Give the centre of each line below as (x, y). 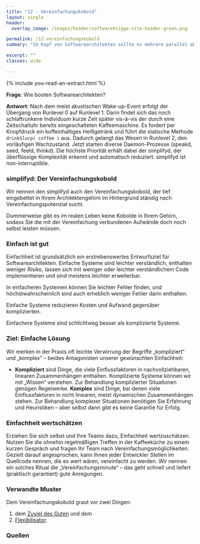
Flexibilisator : (31, 520)
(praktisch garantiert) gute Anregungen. (55, 474)
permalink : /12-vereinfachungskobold (53, 39)
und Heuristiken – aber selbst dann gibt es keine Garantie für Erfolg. (98, 407)
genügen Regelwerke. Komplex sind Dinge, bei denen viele (87, 388)
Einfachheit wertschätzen (44, 422)
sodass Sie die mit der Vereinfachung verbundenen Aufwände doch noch (96, 222)
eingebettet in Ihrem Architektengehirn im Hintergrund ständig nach (89, 198)
